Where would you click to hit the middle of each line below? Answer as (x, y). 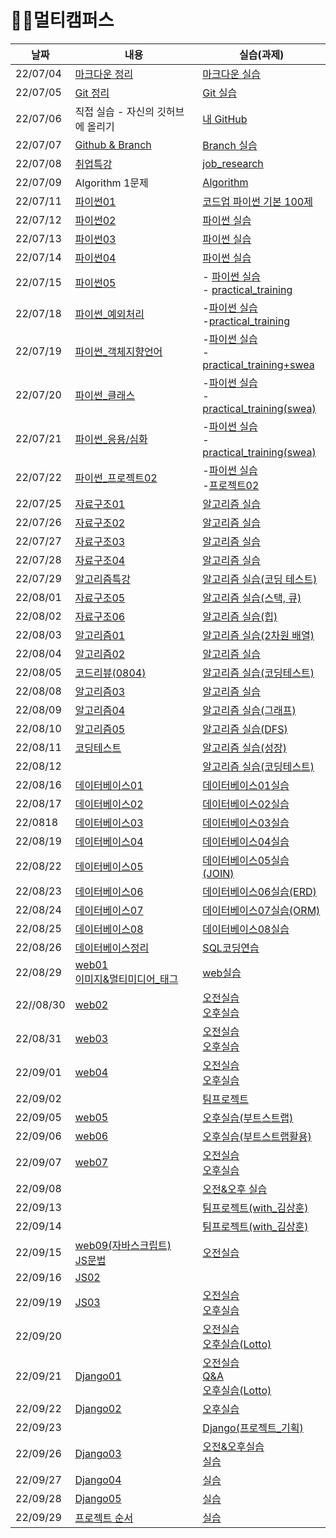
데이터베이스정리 (112, 948)
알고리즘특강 (102, 579)
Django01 (98, 1376)
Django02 (98, 1408)
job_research (233, 163)
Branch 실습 (230, 145)
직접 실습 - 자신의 (114, 111)
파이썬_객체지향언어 (118, 351)
